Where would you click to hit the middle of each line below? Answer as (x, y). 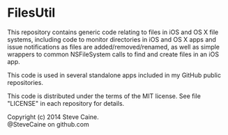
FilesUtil (31, 13)
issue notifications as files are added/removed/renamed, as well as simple (114, 47)
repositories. (25, 82)
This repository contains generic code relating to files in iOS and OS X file (113, 32)
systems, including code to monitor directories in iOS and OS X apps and (112, 39)
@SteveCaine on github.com (48, 124)
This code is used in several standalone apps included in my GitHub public (114, 75)
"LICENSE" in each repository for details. (66, 103)
